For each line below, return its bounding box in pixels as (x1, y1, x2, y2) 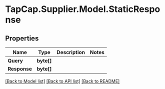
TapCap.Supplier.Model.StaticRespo (5, 3, 160, 15)
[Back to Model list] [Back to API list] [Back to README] (5, 78, 120, 84)
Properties (5, 34, 39, 42)
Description (56, 49, 85, 55)
